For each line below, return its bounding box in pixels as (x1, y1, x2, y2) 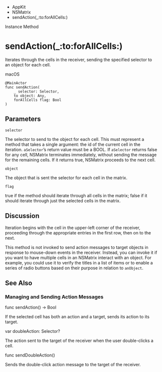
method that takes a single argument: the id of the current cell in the (5, 141, 141, 147)
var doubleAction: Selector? (5, 328, 60, 334)
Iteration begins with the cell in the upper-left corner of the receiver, (5, 225, 141, 231)
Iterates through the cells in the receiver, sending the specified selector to (5, 57, 152, 62)
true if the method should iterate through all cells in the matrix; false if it (5, 192, 147, 198)
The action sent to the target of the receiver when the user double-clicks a (5, 338, 154, 343)
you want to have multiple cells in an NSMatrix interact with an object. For (5, 254, 151, 261)
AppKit (12, 4, 26, 10)
